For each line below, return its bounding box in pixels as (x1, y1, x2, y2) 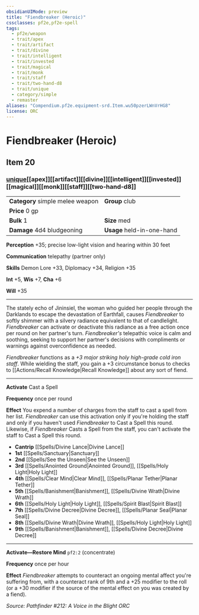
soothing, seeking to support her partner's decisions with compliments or (6, 336, 185, 343)
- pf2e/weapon (11, 31, 46, 37)
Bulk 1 (9, 216, 28, 225)
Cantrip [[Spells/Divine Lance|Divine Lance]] (14, 443, 124, 450)
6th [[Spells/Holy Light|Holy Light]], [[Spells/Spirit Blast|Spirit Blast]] (14, 500, 182, 507)
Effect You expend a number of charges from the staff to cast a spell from (6, 406, 187, 414)
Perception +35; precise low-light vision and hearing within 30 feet (6, 241, 171, 248)
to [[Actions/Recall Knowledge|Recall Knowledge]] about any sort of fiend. (6, 367, 188, 374)
